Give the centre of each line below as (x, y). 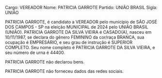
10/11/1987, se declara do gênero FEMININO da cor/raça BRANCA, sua (75, 37)
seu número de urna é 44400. (35, 52)
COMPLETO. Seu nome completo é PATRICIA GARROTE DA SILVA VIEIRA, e (80, 47)
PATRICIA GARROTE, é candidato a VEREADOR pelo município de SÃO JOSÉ (81, 22)
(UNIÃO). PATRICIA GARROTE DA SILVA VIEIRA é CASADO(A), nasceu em (78, 32)
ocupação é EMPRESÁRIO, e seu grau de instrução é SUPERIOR (69, 42)
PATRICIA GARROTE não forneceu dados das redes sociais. (64, 71)
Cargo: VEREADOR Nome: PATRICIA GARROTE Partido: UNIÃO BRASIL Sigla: (81, 7)
